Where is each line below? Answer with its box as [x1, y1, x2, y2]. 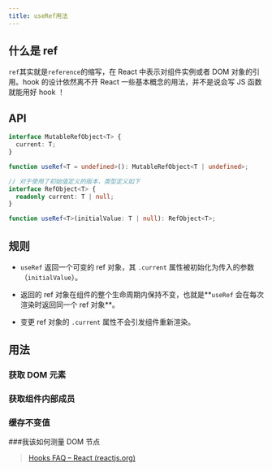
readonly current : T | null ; [15, 192, 114, 201]
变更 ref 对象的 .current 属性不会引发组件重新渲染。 [19, 317, 196, 326]
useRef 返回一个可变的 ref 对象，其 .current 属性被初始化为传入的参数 [19, 261, 255, 272]
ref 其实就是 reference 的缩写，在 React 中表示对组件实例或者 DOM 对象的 [8, 67, 253, 77]
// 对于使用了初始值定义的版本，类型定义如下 [8, 177, 140, 185]
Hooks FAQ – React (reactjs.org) [28, 453, 136, 463]
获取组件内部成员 [8, 393, 76, 404]
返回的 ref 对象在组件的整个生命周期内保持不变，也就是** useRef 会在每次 [19, 289, 264, 299]
